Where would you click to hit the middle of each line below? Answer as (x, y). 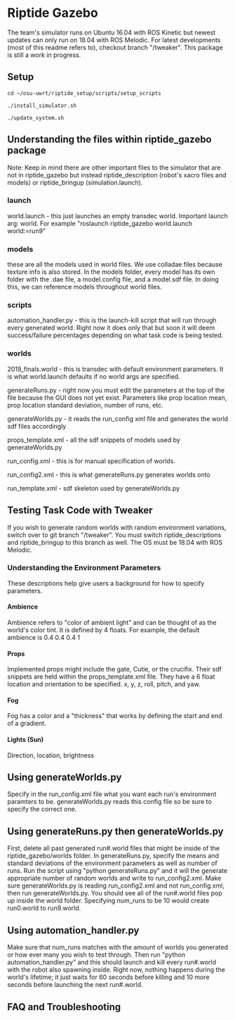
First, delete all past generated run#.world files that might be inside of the (113, 848)
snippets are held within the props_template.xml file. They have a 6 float (111, 676)
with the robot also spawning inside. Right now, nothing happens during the (116, 970)
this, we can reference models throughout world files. (85, 287)
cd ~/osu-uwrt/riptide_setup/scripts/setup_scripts (84, 93)
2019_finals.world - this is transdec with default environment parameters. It (115, 369)
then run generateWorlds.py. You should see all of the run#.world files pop (115, 893)
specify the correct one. (42, 809)
